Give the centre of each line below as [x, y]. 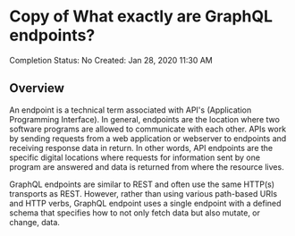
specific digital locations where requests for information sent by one [135, 157]
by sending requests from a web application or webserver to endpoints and [148, 138]
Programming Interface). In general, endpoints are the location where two [144, 119]
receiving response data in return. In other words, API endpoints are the [141, 147]
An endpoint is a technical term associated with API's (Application [131, 110]
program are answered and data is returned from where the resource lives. [147, 166]
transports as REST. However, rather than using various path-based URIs [143, 193]
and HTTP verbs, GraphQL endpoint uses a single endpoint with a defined [145, 203]
